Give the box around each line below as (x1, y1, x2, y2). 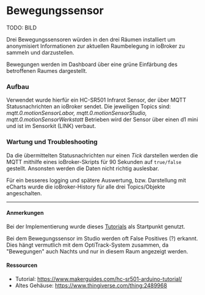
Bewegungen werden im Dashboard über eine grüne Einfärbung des (6, 61, 178, 68)
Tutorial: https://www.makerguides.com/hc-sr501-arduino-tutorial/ (15, 275, 182, 282)
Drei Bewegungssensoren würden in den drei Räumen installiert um (6, 35, 176, 43)
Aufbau (6, 82, 29, 91)
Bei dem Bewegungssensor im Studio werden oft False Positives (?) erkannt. (6, 234, 198, 242)
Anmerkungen (6, 209, 44, 217)
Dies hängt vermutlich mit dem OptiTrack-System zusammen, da (6, 241, 169, 248)
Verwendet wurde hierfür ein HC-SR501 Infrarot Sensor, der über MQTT (6, 96, 187, 104)
